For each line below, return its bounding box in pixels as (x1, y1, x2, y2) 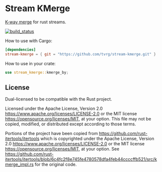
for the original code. (35, 161, 77, 168)
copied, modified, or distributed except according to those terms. (5, 121, 137, 127)
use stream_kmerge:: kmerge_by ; (5, 70, 69, 75)
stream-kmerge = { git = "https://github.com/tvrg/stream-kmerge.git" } (5, 52, 156, 56)
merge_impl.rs (5, 161, 34, 168)
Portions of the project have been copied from (5, 131, 98, 137)
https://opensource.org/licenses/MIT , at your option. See (5, 146, 120, 152)
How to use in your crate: (5, 60, 56, 66)
